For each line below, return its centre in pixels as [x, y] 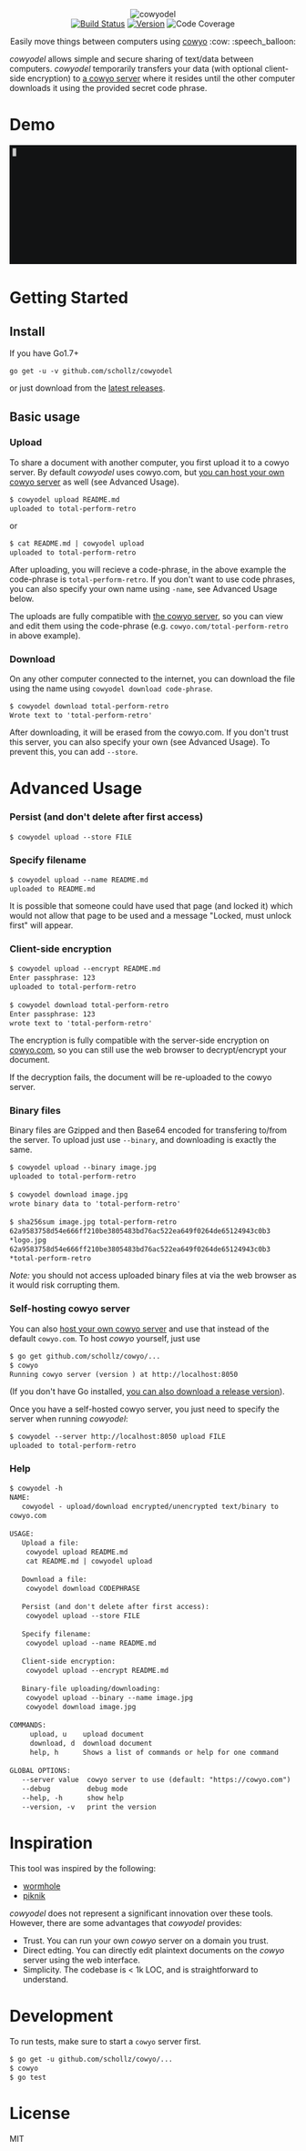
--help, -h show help [73, 1799]
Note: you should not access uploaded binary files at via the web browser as [153, 1276]
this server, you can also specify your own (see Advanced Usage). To [140, 742]
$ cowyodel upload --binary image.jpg [83, 1167]
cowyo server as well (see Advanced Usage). [94, 482]
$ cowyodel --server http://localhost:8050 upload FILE [117, 1436]
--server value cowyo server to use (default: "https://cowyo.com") [156, 1780]
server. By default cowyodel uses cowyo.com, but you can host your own [147, 472]
